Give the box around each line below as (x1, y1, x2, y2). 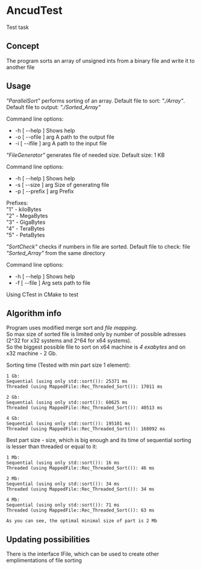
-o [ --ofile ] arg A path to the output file (14, 133, 114, 141)
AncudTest (6, 4, 63, 17)
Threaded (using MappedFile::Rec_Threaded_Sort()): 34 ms (6, 486, 155, 492)
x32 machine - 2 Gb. (6, 350, 57, 357)
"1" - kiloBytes (6, 206, 42, 213)
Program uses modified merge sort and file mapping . (6, 324, 138, 332)
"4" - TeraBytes (6, 224, 45, 232)
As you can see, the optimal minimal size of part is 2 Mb (6, 518, 158, 524)
